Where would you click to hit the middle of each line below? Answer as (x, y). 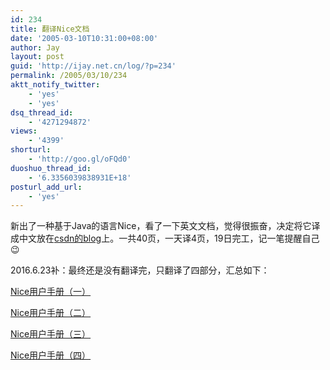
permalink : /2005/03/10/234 (69, 76)
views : (24, 131)
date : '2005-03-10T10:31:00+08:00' (84, 38)
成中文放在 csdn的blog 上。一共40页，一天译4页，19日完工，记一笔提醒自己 (165, 238)
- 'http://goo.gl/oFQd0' (80, 159)
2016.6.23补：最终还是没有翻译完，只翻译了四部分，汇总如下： (140, 270)
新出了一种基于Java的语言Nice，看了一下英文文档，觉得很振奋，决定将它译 (165, 226)
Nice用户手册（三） (51, 334)
